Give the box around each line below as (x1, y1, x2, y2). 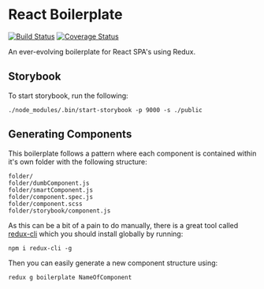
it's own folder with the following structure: (8, 156, 147, 167)
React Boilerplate (8, 6, 123, 24)
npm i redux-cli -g (8, 244, 73, 252)
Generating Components (8, 128, 132, 141)
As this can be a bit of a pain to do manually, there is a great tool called (8, 220, 239, 230)
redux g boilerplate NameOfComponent (8, 273, 132, 281)
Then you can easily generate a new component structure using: (8, 258, 218, 268)
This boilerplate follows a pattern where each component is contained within (8, 148, 257, 158)
